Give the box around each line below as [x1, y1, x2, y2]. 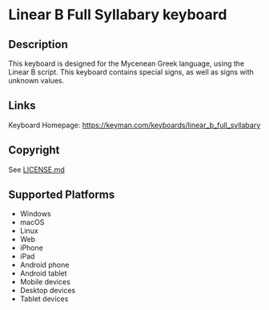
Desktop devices [19, 286, 76, 296]
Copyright [8, 143, 60, 157]
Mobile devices [19, 277, 70, 287]
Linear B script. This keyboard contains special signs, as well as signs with [8, 67, 255, 77]
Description [8, 38, 68, 51]
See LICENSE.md [8, 164, 66, 174]
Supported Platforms [8, 188, 115, 202]
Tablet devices [19, 294, 69, 304]
